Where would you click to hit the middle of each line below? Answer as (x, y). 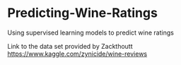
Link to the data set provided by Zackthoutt (70, 46)
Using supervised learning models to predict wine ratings (91, 32)
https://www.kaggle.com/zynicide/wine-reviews (77, 54)
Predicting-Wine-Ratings (82, 13)
